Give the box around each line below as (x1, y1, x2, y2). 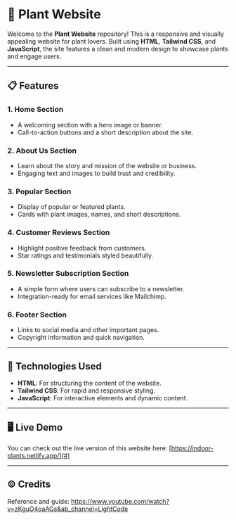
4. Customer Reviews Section (7, 228, 110, 238)
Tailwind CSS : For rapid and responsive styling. (17, 386, 156, 395)
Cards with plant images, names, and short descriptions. (17, 210, 181, 219)
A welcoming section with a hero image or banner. (17, 120, 163, 129)
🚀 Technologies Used (7, 360, 102, 372)
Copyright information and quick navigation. (17, 334, 145, 342)
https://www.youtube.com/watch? (71, 497, 170, 505)
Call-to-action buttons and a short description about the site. (17, 128, 194, 137)
